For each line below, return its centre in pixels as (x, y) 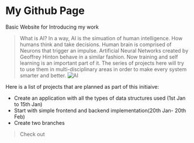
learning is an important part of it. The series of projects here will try (102, 63)
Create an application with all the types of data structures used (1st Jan (100, 98)
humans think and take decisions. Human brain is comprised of (96, 44)
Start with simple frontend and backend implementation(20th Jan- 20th (100, 110)
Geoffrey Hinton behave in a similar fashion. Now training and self (99, 57)
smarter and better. (43, 75)
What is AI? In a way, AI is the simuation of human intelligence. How (101, 38)
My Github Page (45, 11)
